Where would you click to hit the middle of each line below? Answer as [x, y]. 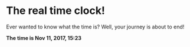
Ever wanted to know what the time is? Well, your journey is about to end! [95, 27]
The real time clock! [55, 11]
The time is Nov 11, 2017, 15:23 [44, 38]
